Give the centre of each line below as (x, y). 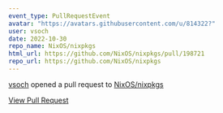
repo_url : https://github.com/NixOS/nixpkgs (85, 62)
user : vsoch (28, 31)
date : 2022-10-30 (38, 39)
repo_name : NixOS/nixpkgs (52, 46)
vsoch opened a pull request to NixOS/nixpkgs (86, 84)
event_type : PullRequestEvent (60, 16)
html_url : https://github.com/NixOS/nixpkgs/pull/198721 (107, 54)
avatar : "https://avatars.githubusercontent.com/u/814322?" (112, 24)
